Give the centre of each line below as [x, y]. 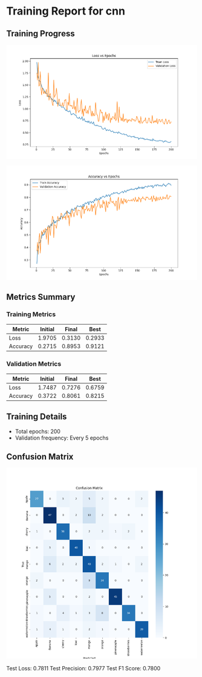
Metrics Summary [41, 297]
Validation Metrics [34, 363]
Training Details [37, 417]
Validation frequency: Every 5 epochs [62, 438]
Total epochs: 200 [37, 431]
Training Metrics [31, 314]
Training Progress [41, 34]
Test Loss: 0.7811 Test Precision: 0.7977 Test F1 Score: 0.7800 [83, 669]
